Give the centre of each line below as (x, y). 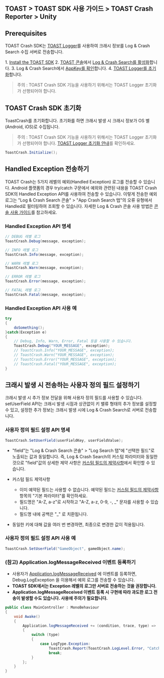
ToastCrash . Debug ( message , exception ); (46, 241)
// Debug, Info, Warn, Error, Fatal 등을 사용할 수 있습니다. (73, 341)
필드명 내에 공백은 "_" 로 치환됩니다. (54, 514)
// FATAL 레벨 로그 (23, 290)
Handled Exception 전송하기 (47, 169)
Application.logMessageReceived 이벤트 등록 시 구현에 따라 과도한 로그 (82, 592)
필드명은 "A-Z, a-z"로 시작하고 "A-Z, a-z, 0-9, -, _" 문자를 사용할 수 (84, 502)
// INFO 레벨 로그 (22, 250)
